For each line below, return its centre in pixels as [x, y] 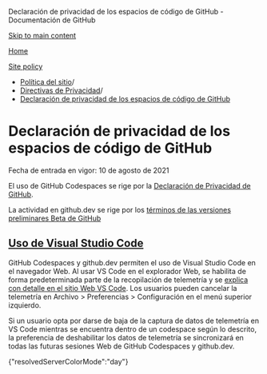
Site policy [26, 66]
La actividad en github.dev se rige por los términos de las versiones [120, 209]
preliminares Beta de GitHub [55, 218]
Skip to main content [42, 36]
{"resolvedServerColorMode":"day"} [68, 361]
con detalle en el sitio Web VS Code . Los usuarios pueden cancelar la [123, 288]
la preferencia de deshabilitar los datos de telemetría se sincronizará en [126, 337]
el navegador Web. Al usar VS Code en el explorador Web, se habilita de [127, 271]
